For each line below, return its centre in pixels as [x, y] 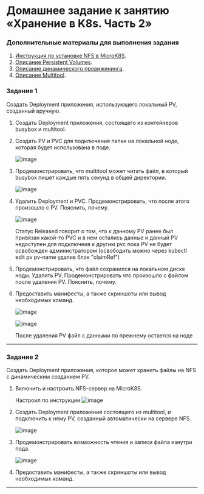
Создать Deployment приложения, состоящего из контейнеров [97, 122]
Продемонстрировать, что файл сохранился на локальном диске [100, 269]
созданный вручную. [33, 111]
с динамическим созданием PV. [48, 377]
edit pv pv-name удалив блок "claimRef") [67, 257]
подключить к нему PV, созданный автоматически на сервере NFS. [103, 418]
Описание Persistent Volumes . [54, 62]
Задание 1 [22, 91]
